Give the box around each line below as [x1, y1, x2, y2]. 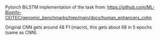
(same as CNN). [5, 30, 38, 35]
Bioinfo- [5, 9, 22, 15]
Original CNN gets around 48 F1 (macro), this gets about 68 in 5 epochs [5, 24, 152, 30]
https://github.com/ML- [107, 4, 155, 10]
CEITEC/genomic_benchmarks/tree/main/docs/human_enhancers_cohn [5, 15, 152, 20]
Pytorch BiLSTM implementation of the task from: [5, 4, 106, 10]
